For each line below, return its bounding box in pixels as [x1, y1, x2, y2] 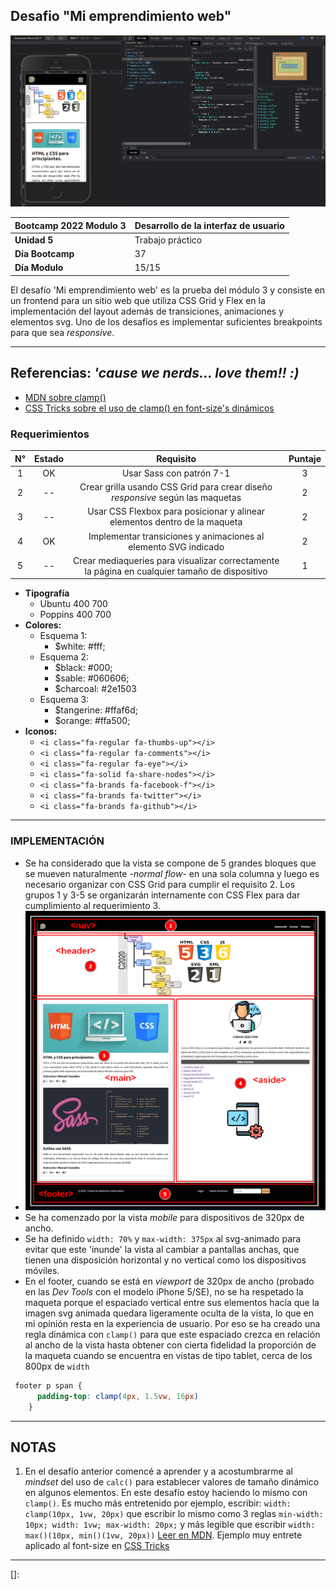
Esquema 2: [39, 651, 90, 663]
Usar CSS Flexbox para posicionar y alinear [87, 505, 266, 518]
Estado [34, 452, 65, 464]
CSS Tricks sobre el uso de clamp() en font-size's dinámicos [24, 402, 275, 414]
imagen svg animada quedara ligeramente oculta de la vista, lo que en [24, 1307, 315, 1319]
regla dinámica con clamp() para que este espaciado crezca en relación [24, 1328, 321, 1340]
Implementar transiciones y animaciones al [88, 530, 265, 542]
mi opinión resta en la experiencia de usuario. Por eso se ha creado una [24, 1317, 321, 1329]
